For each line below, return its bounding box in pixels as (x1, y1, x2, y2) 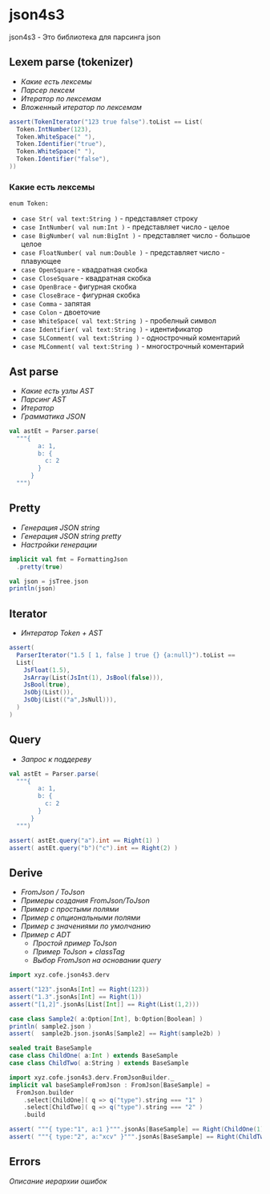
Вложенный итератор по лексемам (20, 102, 143, 111)
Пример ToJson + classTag (32, 947, 125, 957)
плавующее (20, 257, 62, 266)
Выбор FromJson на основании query (32, 956, 162, 965)
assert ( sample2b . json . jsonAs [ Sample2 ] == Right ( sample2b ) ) (9, 1030, 221, 1038)
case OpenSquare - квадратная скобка (20, 265, 147, 274)
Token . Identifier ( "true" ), (16, 140, 107, 148)
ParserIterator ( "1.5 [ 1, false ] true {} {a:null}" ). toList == (16, 651, 236, 659)
